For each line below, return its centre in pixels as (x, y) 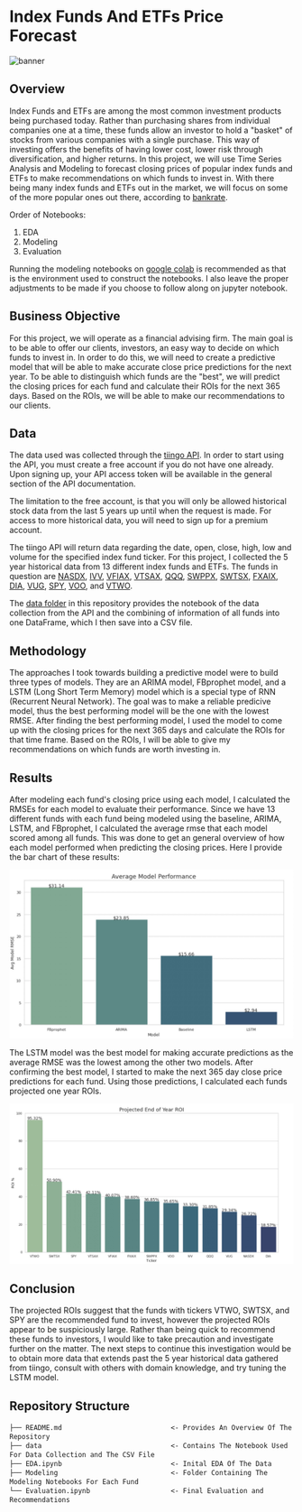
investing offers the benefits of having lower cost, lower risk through (136, 149)
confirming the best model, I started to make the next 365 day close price (146, 1072)
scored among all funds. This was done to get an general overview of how (147, 838)
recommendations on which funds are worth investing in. (115, 750)
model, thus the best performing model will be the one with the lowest (139, 711)
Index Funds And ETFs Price (116, 17)
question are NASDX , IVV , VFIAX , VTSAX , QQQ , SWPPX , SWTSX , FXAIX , (144, 576)
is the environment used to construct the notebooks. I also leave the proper (149, 278)
